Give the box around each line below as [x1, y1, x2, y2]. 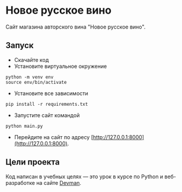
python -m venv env [5, 74, 54, 80]
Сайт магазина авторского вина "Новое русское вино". [5, 23, 146, 30]
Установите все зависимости [14, 90, 88, 97]
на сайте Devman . [36, 179, 81, 186]
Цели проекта [5, 157, 60, 167]
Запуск [5, 40, 34, 51]
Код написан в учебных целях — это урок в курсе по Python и [5, 173, 164, 180]
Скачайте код [14, 56, 49, 63]
